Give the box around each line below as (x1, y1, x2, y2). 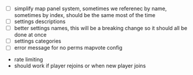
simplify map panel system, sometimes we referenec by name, (14, 5, 167, 12)
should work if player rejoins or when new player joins (14, 62, 146, 70)
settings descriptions (14, 18, 66, 25)
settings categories (14, 38, 62, 45)
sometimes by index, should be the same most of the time (14, 12, 156, 19)
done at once (14, 31, 47, 38)
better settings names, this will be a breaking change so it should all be (14, 25, 188, 32)
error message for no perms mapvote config (14, 44, 123, 51)
